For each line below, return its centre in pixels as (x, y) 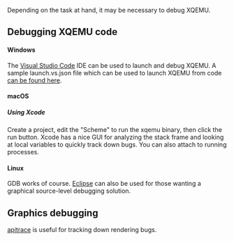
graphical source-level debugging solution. (69, 191)
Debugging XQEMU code (62, 32)
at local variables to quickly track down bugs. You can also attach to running (117, 145)
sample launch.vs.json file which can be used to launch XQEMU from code (115, 73)
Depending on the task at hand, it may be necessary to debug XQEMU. (109, 10)
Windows (21, 50)
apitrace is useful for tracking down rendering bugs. (82, 230)
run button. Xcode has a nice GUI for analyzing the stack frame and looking (116, 137)
